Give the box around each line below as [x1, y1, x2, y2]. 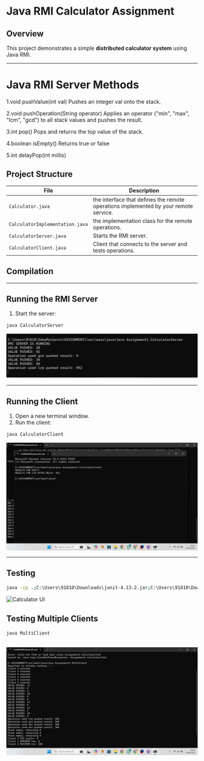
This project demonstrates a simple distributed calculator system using [6, 44, 187, 52]
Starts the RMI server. [93, 232, 148, 239]
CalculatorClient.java [8, 245, 67, 251]
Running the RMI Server [6, 293, 98, 304]
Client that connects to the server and [93, 241, 188, 248]
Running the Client [6, 396, 78, 406]
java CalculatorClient [6, 431, 64, 438]
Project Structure [6, 169, 73, 180]
